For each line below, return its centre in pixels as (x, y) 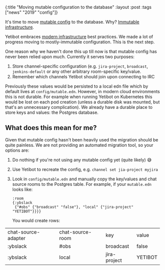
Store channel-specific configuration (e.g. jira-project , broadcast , (80, 66)
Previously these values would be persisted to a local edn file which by (77, 86)
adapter (16, 238)
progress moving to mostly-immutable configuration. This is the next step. (80, 42)
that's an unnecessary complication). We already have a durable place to (79, 107)
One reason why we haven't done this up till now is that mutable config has (81, 51)
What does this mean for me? (51, 128)
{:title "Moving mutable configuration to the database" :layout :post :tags (78, 7)
